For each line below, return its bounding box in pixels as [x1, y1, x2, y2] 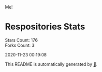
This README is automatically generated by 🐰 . [5, 61, 98, 67]
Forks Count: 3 [5, 42, 35, 48]
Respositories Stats [5, 21, 86, 32]
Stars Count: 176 [5, 37, 38, 43]
